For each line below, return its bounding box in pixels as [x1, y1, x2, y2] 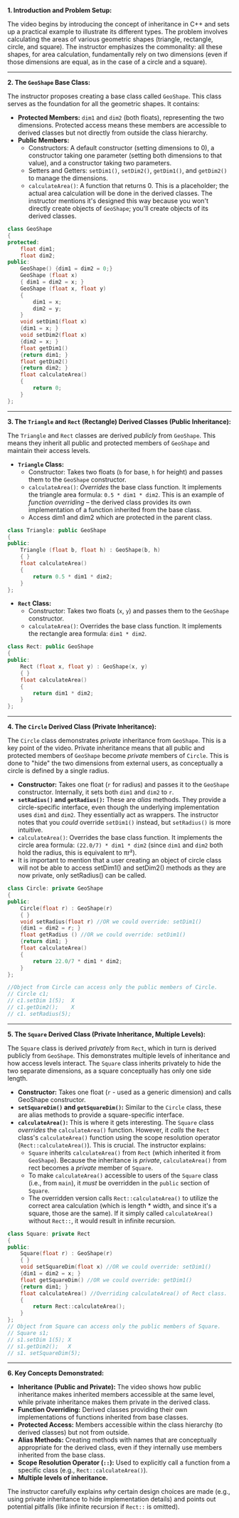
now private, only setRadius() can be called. [17, 871, 147, 880]
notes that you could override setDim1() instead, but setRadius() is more [17, 818, 231, 827]
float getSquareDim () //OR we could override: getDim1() [20, 1277, 193, 1284]
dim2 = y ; [33, 305, 62, 312]
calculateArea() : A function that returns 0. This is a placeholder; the [28, 182, 229, 189]
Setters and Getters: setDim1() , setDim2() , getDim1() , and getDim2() [28, 167, 228, 175]
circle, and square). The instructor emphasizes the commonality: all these [7, 43, 223, 51]
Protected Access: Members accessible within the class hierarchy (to [17, 1420, 223, 1429]
